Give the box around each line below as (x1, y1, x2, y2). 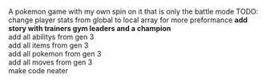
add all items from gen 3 (8, 41, 89, 50)
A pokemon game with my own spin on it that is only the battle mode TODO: (8, 7, 259, 16)
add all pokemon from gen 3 (8, 49, 102, 58)
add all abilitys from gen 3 (8, 32, 95, 41)
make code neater (8, 66, 68, 75)
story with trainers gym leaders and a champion (8, 24, 171, 33)
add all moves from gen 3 (8, 57, 93, 67)
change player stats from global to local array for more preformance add (8, 15, 248, 25)
